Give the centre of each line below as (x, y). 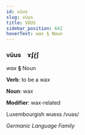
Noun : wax (20, 91)
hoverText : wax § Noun (34, 34)
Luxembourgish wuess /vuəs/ (43, 114)
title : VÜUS (21, 23)
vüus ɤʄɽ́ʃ (23, 55)
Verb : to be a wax (28, 80)
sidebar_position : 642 (34, 28)
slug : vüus (20, 17)
